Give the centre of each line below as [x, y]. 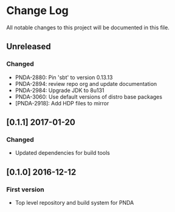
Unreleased [29, 47]
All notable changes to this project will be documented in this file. [88, 27]
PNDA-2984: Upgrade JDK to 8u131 [60, 90]
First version [25, 189]
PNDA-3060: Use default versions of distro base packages [89, 97]
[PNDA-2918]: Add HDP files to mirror [62, 103]
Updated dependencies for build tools [63, 153]
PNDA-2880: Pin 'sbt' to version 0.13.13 [64, 77]
